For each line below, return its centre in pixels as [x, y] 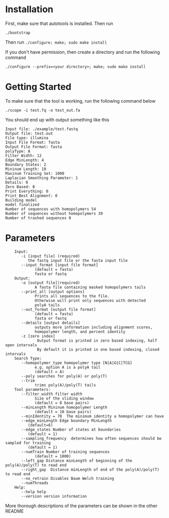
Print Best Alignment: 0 [31, 196]
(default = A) [50, 372]
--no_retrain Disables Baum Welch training [68, 478]
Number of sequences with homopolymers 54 [51, 209]
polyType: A [18, 151]
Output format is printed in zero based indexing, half [97, 341]
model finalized [22, 204]
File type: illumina [27, 138]
